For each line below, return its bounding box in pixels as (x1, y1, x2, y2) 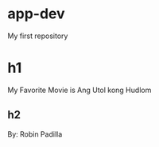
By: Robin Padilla (7, 129, 63, 139)
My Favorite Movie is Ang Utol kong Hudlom (7, 85, 152, 95)
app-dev (7, 5, 65, 23)
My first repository (7, 31, 68, 41)
